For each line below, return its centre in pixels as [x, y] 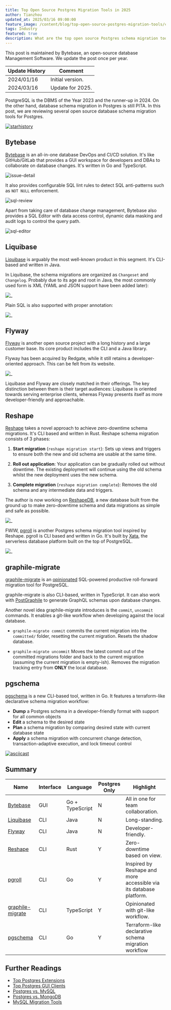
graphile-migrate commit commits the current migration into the [80, 630]
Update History [27, 71]
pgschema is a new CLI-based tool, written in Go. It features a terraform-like [85, 696]
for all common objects [37, 716]
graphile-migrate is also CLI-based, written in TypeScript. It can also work [83, 595]
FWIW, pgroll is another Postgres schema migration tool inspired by [76, 530]
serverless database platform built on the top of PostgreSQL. [69, 541]
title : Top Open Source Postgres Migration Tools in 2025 [68, 10]
